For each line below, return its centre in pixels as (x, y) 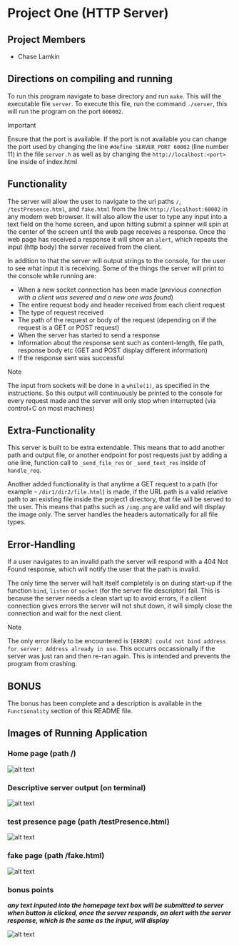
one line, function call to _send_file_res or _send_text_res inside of (107, 463)
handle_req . (24, 470)
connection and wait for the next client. (65, 613)
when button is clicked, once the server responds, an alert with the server (119, 913)
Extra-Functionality (52, 430)
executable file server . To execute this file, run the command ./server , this (117, 103)
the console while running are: (52, 275)
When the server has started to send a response (89, 335)
